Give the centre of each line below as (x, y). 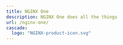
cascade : (17, 28)
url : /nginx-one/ (27, 22)
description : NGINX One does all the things (62, 17)
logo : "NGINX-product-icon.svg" (51, 33)
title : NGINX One (27, 11)
